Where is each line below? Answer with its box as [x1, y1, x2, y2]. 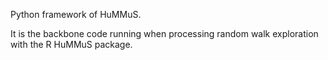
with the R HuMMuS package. [10, 39, 133, 50]
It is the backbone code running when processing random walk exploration [10, 28, 319, 39]
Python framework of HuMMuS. [10, 9, 142, 20]
